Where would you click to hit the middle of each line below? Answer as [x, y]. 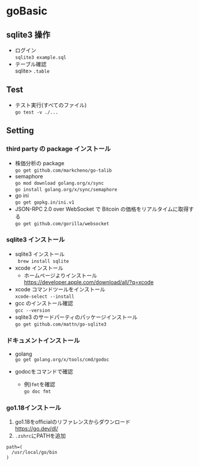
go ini [22, 195]
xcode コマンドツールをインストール [60, 289]
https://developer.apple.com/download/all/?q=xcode [89, 282]
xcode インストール [39, 268]
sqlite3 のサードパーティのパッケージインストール [76, 317]
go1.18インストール [34, 408]
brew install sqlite [43, 261]
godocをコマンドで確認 [44, 372]
